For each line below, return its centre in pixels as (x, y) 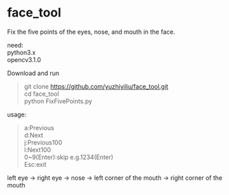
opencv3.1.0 (24, 59)
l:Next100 (37, 150)
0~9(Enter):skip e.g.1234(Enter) (68, 157)
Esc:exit (35, 164)
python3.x (21, 52)
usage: (17, 114)
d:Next (33, 135)
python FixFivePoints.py (58, 101)
